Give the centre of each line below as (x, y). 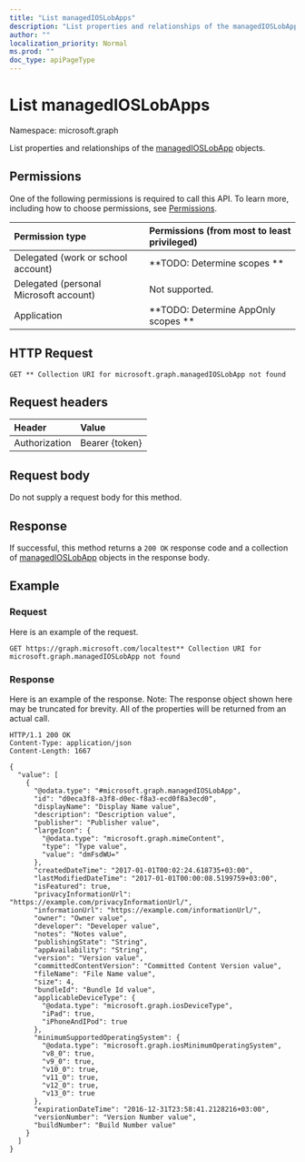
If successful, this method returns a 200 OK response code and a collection (149, 548)
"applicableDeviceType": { (84, 997)
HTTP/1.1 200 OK (40, 735)
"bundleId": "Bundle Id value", (94, 990)
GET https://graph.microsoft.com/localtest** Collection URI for (135, 648)
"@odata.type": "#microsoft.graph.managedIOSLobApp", (138, 791)
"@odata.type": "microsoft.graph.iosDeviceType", (138, 1005)
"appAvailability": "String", (90, 950)
